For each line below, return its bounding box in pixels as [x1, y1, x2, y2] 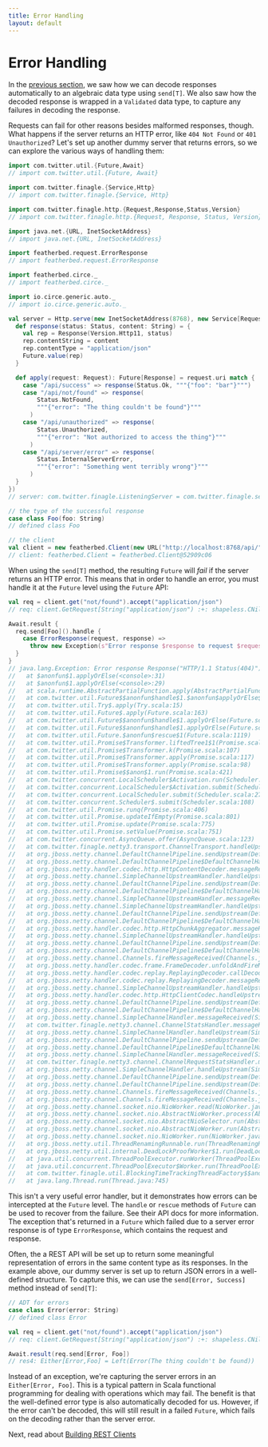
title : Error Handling [8, 11, 84, 20]
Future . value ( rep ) [22, 352, 84, 360]
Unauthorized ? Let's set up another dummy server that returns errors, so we [8, 137, 258, 148]
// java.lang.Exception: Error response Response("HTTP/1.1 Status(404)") [8, 664, 262, 672]
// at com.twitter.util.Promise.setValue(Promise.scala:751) [8, 828, 223, 836]
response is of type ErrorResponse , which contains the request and [8, 1226, 228, 1235]
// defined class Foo [8, 522, 81, 530]
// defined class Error [8, 1314, 88, 1322]
